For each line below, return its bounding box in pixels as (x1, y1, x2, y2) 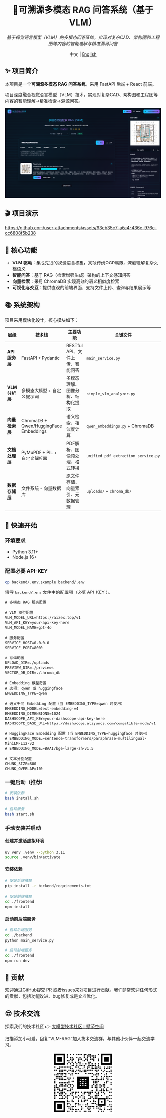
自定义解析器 (21, 455, 48, 461)
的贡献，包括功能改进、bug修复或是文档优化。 (5, 993, 100, 999)
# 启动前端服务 (5, 948, 32, 953)
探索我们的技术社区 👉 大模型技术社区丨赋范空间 (5, 1023, 104, 1030)
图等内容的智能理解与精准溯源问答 (48, 40, 118, 46)
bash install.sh (5, 796, 39, 801)
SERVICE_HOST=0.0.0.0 (5, 641, 50, 646)
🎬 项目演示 (5, 209, 39, 218)
